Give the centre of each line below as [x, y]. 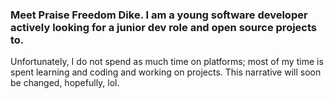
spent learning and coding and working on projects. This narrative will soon [166, 72]
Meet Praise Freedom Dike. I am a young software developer [159, 15]
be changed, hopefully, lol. [65, 83]
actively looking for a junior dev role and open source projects [163, 27]
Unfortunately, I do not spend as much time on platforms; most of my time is [167, 62]
